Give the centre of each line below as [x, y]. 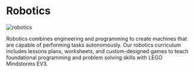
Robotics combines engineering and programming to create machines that [97, 38]
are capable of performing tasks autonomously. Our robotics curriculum [94, 45]
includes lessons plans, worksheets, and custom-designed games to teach [97, 51]
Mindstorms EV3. [27, 64]
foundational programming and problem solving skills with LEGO [84, 57]
